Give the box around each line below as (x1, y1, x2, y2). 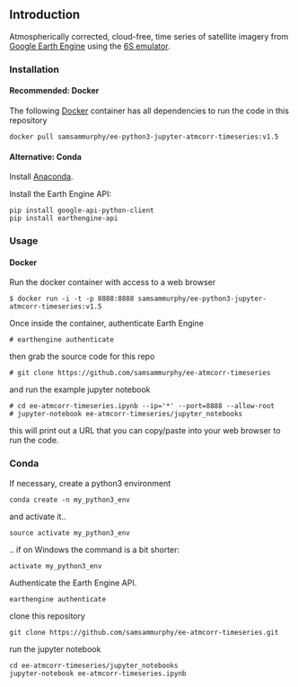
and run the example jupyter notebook (9, 384, 151, 395)
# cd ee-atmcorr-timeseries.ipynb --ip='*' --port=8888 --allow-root (9, 402, 276, 411)
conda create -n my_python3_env (9, 495, 130, 504)
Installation (9, 63, 60, 76)
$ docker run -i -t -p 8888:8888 (9, 294, 135, 304)
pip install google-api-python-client (9, 206, 154, 215)
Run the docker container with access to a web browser (9, 277, 216, 288)
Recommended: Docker (9, 85, 100, 96)
